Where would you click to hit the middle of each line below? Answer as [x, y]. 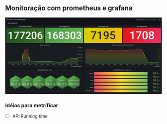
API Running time [30, 116]
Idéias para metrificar [32, 105]
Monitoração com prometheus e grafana [69, 8]
